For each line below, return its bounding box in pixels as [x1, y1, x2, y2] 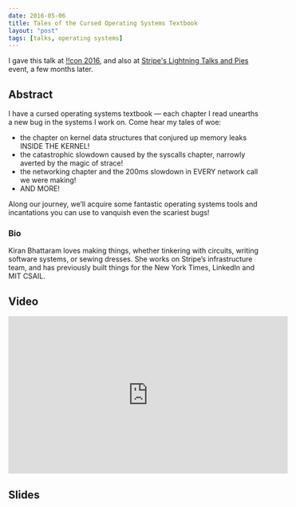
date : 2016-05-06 [8, 11, 66, 20]
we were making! [19, 175, 77, 185]
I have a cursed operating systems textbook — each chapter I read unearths [8, 109, 259, 118]
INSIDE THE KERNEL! [19, 142, 90, 151]
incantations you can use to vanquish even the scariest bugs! [8, 208, 210, 218]
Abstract [8, 87, 53, 101]
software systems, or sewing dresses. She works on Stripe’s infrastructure [8, 254, 253, 264]
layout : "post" [8, 26, 59, 34]
